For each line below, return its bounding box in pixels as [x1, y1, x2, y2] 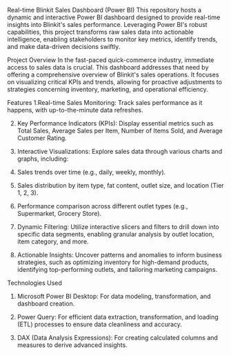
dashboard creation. [17, 299, 75, 308]
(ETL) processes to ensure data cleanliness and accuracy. [17, 320, 183, 328]
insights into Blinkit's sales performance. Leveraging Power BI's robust [7, 21, 208, 28]
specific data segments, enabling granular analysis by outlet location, [17, 230, 214, 238]
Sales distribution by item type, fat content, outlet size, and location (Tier [17, 181, 224, 189]
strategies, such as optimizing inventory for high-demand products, [17, 258, 209, 266]
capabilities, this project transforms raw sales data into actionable [7, 28, 194, 36]
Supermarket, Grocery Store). [17, 210, 102, 217]
